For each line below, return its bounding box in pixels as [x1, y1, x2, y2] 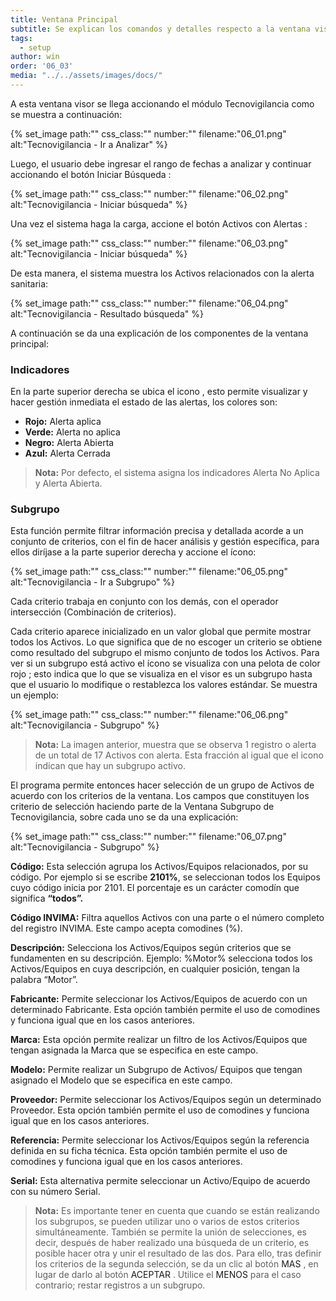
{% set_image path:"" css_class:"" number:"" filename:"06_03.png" [10, 237, 289, 249]
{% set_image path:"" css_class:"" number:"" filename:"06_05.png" [10, 566, 288, 578]
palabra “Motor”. [10, 974, 78, 986]
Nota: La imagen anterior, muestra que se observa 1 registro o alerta [34, 739, 317, 751]
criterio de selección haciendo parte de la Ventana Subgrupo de [10, 801, 275, 813]
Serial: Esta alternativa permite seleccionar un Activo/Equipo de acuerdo [10, 1175, 311, 1187]
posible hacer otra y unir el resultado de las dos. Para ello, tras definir [34, 1247, 322, 1260]
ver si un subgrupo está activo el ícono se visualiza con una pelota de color [10, 657, 321, 670]
